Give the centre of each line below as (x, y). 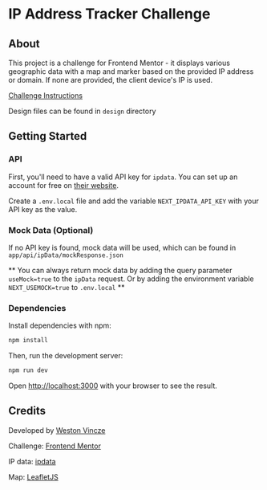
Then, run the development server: (66, 356)
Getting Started (48, 136)
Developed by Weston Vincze (57, 430)
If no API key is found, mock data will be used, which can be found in (122, 247)
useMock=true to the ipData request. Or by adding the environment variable (131, 279)
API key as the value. (43, 209)
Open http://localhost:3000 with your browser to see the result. (113, 386)
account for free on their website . (63, 185)
